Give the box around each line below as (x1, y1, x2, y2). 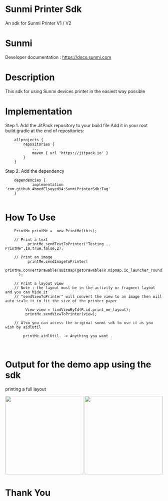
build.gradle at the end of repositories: (5, 128, 84, 134)
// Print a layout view (14, 281, 64, 286)
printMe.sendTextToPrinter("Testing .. (27, 241, 111, 246)
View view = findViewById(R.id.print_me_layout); (25, 307, 131, 312)
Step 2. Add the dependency (5, 168, 64, 174)
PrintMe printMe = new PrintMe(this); (14, 228, 97, 233)
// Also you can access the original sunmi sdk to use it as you (14, 320, 153, 325)
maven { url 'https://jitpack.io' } (31, 150, 108, 156)
